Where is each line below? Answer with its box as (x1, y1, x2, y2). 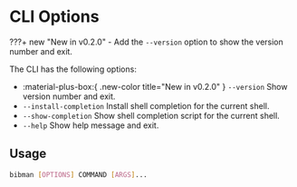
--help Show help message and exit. (22, 120, 159, 131)
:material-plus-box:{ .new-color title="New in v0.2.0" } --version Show (22, 81, 288, 92)
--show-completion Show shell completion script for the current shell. (22, 110, 281, 121)
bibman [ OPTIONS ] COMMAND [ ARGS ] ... (9, 170, 148, 179)
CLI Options (9, 6, 100, 27)
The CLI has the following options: (9, 64, 138, 74)
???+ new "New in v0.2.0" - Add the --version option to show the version (9, 36, 283, 47)
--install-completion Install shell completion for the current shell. (22, 100, 270, 111)
